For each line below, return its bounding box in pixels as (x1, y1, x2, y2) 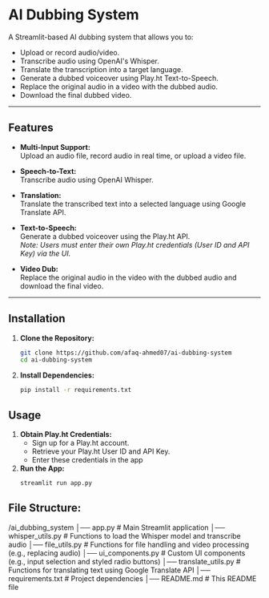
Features (8, 121, 54, 135)
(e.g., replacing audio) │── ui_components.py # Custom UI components (8, 547, 246, 558)
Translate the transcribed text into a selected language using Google (19, 199, 247, 208)
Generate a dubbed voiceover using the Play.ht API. (19, 231, 191, 241)
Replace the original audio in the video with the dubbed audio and (19, 273, 237, 282)
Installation (8, 312, 66, 325)
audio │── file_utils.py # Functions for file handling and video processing (8, 539, 250, 549)
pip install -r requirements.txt (19, 386, 132, 394)
